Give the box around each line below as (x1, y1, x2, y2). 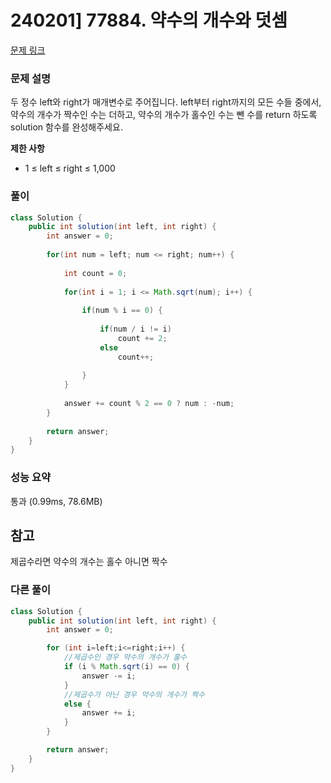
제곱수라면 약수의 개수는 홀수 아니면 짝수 (10, 556, 168, 568)
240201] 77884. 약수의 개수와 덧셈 (10, 9, 288, 32)
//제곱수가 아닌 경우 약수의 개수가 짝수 (63, 689, 206, 700)
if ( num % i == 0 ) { (81, 306, 163, 316)
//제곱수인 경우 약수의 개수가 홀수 (63, 652, 188, 663)
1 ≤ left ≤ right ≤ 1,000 (24, 162, 116, 175)
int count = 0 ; (63, 268, 128, 278)
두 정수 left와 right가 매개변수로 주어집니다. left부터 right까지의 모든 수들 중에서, (10, 96, 322, 108)
